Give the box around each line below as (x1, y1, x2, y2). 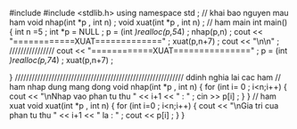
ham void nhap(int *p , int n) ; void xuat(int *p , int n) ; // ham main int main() (9, 17, 288, 28)
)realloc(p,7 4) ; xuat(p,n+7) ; (9, 55, 114, 65)
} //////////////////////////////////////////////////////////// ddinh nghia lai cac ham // (9, 72, 281, 83)
